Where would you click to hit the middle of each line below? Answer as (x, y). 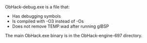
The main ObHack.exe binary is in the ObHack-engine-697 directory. (74, 36)
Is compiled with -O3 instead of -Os (48, 21)
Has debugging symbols (36, 16)
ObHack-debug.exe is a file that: (37, 7)
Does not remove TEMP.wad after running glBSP (60, 26)
